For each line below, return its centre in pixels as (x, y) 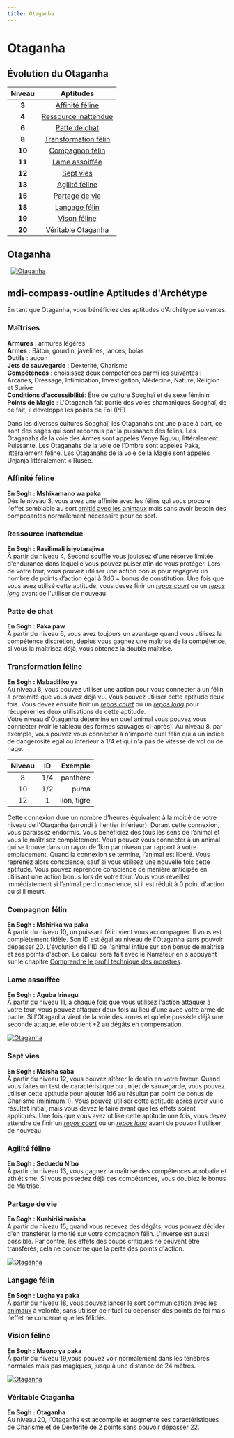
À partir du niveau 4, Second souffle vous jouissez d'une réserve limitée (110, 556)
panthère (76, 778)
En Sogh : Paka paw (36, 626)
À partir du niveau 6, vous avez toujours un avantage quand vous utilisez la (115, 634)
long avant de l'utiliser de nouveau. (57, 594)
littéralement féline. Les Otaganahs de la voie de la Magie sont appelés (109, 453)
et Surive (20, 387)
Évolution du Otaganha (58, 74)
